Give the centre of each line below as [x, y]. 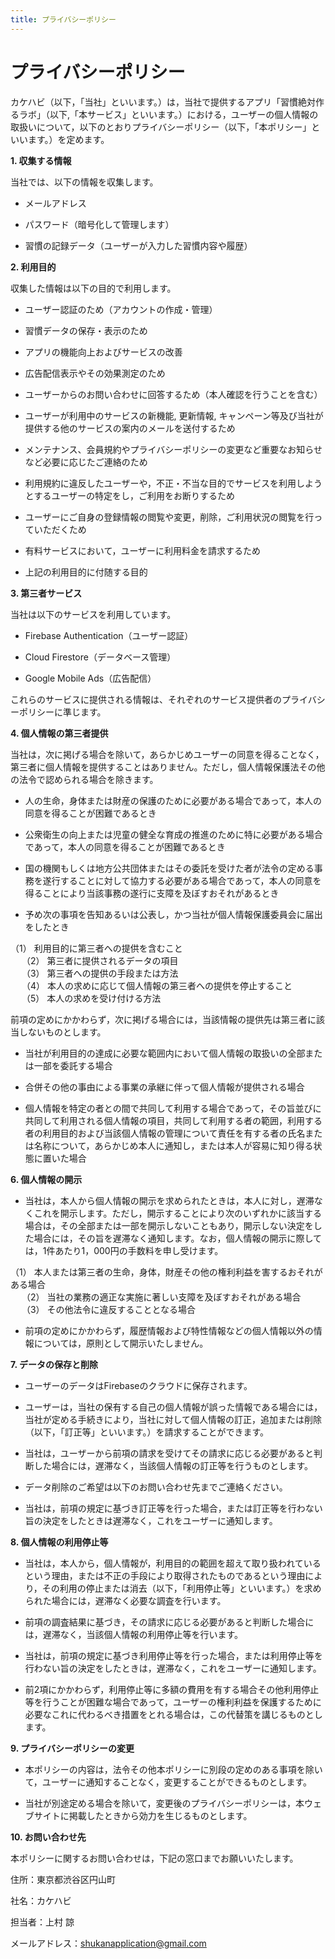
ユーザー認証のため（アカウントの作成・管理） [121, 309]
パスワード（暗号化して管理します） [99, 224]
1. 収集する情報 [41, 160]
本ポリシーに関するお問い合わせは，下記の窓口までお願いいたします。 [154, 1858]
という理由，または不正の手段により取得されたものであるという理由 [165, 1575]
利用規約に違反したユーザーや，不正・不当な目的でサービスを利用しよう [173, 483]
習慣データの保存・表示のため [86, 330]
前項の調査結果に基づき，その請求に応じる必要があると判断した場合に [169, 1622]
